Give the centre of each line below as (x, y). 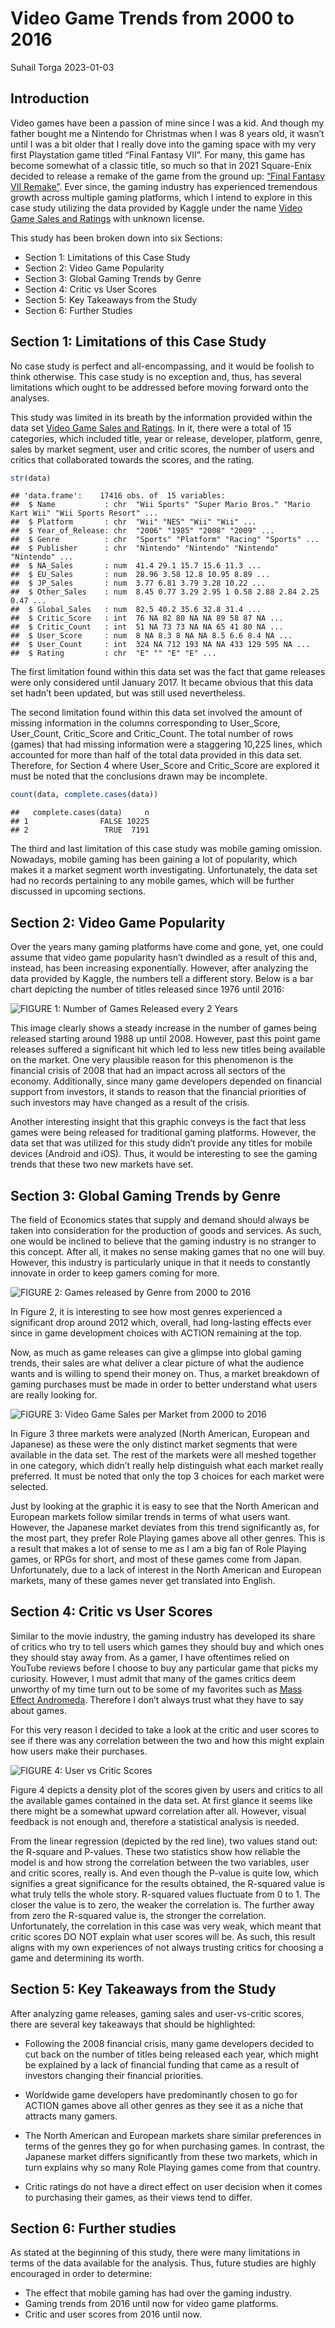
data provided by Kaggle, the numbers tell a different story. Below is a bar (162, 979)
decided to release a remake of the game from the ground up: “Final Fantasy (168, 176)
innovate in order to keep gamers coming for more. (115, 1273)
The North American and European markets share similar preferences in (173, 2135)
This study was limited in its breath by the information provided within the (161, 417)
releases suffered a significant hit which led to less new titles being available (168, 1049)
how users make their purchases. (79, 1751)
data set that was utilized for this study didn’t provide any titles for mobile (161, 1143)
